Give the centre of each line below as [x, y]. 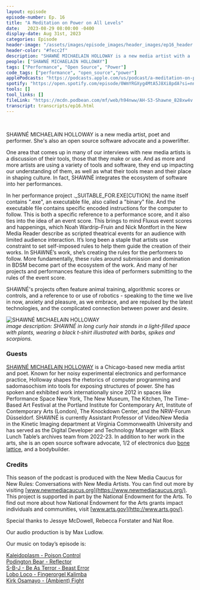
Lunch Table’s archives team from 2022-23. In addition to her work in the [96, 436]
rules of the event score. [36, 277]
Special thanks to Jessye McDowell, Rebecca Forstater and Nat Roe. [90, 521]
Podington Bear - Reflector [39, 562]
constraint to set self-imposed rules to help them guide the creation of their [99, 246]
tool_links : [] [25, 95]
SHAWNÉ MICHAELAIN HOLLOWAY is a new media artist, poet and [88, 134]
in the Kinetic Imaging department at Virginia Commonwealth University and [99, 424]
